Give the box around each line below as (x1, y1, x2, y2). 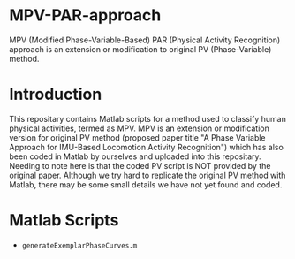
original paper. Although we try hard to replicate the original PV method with (9, 170, 286, 180)
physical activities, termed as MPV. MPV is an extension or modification (9, 123, 269, 133)
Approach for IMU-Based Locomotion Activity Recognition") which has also (9, 141, 284, 152)
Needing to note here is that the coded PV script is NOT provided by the (9, 160, 271, 171)
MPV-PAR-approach (9, 5, 162, 26)
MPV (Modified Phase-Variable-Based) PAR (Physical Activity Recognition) (9, 34, 281, 45)
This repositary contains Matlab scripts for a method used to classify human (9, 113, 287, 124)
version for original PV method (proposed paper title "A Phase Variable (9, 132, 267, 142)
